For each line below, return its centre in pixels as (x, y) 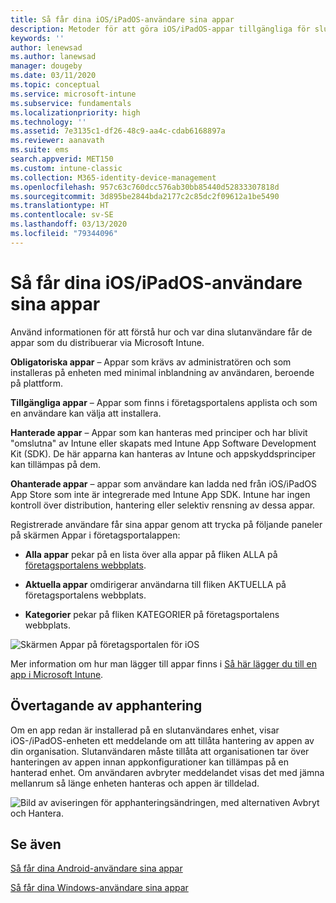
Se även (36, 844)
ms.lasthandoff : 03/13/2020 (69, 224)
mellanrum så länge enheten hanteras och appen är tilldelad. (135, 783)
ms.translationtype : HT (60, 206)
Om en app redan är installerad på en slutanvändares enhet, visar (145, 730)
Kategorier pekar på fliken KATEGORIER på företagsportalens (152, 614)
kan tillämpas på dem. (56, 464)
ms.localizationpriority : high (75, 112)
